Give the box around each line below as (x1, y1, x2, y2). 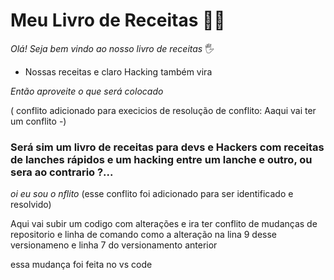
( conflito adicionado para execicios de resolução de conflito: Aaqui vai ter (10, 104, 317, 116)
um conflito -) (10, 115, 67, 127)
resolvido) (10, 199, 52, 211)
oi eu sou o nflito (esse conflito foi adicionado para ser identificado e (10, 188, 294, 200)
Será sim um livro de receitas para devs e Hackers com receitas (10, 140, 325, 154)
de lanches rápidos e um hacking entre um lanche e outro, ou (10, 152, 313, 166)
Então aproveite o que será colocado (10, 85, 164, 97)
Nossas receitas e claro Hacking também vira (24, 65, 213, 78)
